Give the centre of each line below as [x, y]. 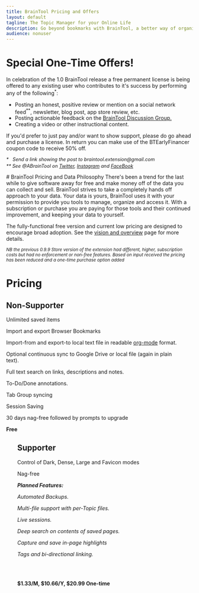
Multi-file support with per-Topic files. [63, 508]
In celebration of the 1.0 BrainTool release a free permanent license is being [98, 79]
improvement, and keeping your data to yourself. [65, 215]
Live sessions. [35, 519]
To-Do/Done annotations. [37, 383]
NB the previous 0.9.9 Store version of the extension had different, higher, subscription [94, 250]
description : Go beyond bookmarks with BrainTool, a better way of [91, 28]
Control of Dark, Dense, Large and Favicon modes [78, 462]
